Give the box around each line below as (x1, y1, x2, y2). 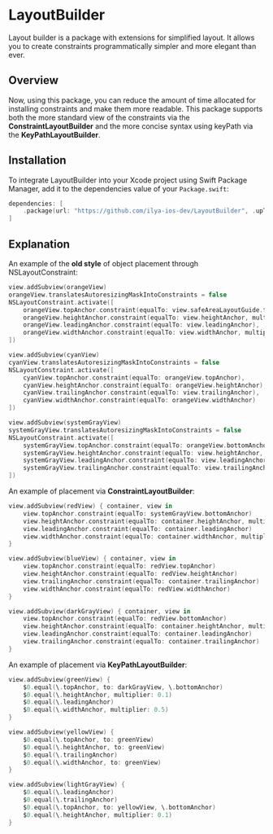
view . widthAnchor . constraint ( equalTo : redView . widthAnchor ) (23, 585, 231, 593)
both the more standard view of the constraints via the (8, 112, 190, 122)
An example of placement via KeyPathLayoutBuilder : (8, 660, 188, 669)
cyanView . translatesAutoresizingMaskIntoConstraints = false (8, 358, 220, 367)
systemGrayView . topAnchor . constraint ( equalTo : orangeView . (23, 441, 227, 450)
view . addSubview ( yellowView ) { (8, 728, 115, 736)
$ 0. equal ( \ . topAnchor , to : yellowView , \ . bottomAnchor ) (23, 803, 217, 811)
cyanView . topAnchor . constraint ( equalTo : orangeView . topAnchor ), (23, 373, 245, 382)
